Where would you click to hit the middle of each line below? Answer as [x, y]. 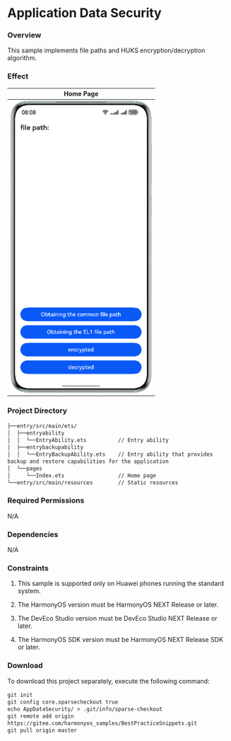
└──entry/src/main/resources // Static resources [93, 483]
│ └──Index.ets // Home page [82, 476]
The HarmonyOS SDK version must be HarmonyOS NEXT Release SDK [120, 640]
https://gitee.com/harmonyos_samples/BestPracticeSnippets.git [102, 723]
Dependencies [33, 534]
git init [20, 695]
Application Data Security [84, 13]
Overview [24, 35]
